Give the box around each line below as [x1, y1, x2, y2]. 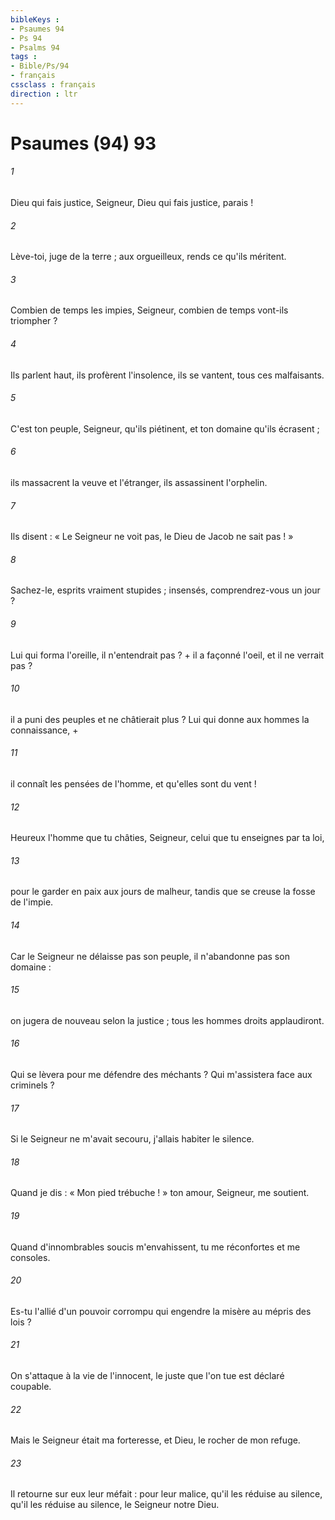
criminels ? [10, 1079, 55, 1091]
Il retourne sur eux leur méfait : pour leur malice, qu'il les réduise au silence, [10, 1488, 323, 1500]
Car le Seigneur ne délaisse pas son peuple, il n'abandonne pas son [10, 950, 290, 962]
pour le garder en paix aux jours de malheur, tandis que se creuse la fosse [10, 886, 316, 898]
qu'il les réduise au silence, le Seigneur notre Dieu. [10, 1499, 220, 1511]
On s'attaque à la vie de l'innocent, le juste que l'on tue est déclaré [10, 1370, 285, 1382]
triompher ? [10, 315, 58, 327]
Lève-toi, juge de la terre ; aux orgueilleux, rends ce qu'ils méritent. [10, 251, 287, 263]
